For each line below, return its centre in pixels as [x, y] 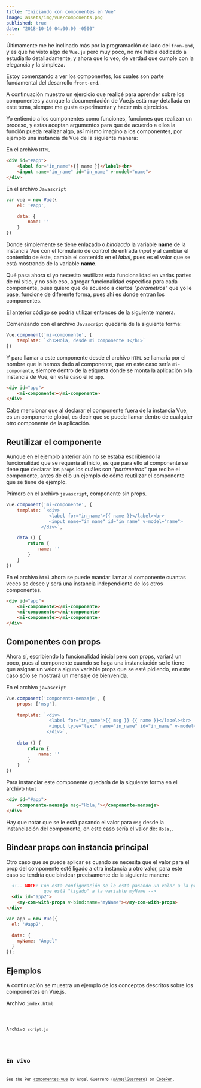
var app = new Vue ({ [32, 919]
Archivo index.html [30, 1003]
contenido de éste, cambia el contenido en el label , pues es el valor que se [98, 257]
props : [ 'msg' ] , [37, 704]
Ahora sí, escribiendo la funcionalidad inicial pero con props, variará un [94, 656]
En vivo [18, 1061]
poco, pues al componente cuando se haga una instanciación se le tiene [95, 663]
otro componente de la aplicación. [48, 423]
